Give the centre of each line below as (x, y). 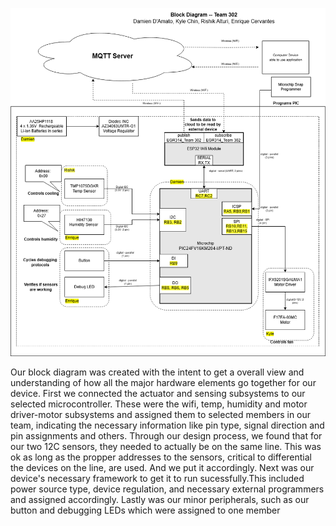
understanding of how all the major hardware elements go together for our (163, 382)
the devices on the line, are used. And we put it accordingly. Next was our (162, 467)
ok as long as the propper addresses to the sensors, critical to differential (161, 457)
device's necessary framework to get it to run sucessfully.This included (157, 478)
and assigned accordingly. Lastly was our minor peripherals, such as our (160, 499)
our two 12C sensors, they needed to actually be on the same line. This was (166, 446)
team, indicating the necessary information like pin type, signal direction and (167, 425)
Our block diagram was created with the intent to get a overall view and (157, 372)
